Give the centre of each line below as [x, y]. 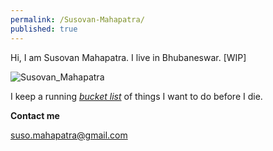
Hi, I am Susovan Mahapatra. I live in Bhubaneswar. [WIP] [128, 57]
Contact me [35, 115]
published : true [44, 29]
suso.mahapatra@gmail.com [69, 135]
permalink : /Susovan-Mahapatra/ [77, 19]
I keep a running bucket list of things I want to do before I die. [136, 96]
